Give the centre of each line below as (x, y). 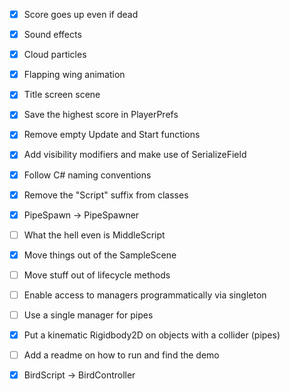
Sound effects (52, 35)
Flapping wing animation (74, 75)
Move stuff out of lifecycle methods (97, 275)
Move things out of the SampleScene (100, 255)
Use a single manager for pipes (88, 315)
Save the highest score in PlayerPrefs (101, 115)
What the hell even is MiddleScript (94, 235)
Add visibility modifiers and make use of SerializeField (135, 155)
